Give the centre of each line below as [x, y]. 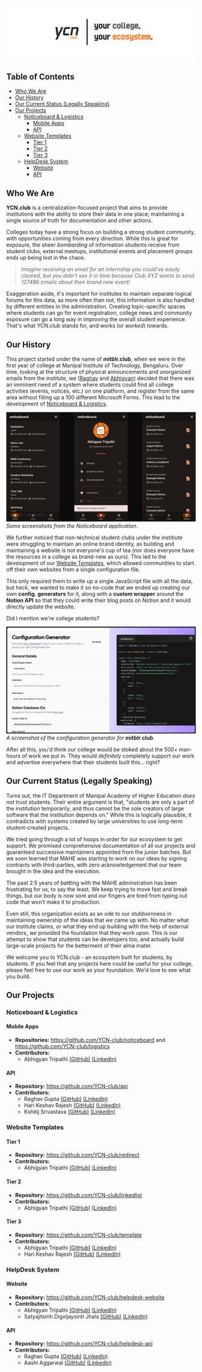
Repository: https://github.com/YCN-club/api [71, 1086]
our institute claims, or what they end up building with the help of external [97, 926]
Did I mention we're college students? [53, 619]
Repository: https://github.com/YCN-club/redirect [77, 1155]
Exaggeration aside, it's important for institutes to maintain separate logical [99, 294]
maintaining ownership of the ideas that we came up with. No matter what [98, 920]
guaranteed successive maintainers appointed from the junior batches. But [99, 852]
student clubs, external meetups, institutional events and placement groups [99, 251]
